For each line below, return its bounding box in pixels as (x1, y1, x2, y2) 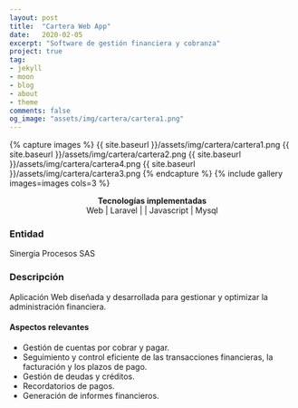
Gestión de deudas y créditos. (22, 371, 136, 382)
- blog (9, 81, 34, 90)
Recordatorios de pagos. (22, 380, 115, 391)
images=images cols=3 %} (9, 178, 111, 189)
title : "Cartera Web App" (9, 22, 111, 31)
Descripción (9, 271, 65, 284)
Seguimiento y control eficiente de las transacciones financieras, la (22, 351, 274, 363)
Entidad (9, 228, 44, 240)
